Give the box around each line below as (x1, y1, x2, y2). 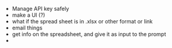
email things (11, 24, 43, 31)
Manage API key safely (11, 5, 69, 12)
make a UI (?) (11, 11, 45, 19)
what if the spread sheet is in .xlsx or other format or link (11, 18, 153, 25)
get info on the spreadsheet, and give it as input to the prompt (11, 31, 167, 38)
